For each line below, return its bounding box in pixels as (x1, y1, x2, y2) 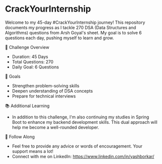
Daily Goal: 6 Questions (12, 64, 59, 70)
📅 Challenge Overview (5, 44, 49, 50)
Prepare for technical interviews (12, 93, 76, 99)
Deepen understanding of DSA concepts (12, 88, 93, 94)
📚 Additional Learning (5, 103, 50, 109)
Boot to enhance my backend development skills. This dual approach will (12, 119, 158, 125)
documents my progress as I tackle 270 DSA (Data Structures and (5, 24, 136, 30)
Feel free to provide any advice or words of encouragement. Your (12, 143, 143, 149)
